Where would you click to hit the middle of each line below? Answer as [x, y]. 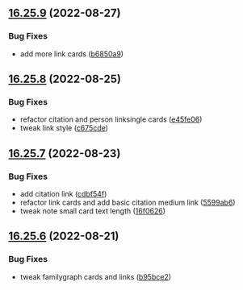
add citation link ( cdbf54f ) [63, 194]
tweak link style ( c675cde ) [64, 128]
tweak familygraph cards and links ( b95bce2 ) [96, 276]
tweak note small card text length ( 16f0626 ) [92, 211]
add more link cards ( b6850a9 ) [71, 54]
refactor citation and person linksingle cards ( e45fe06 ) [111, 119]
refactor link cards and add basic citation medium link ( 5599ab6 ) [128, 203]
